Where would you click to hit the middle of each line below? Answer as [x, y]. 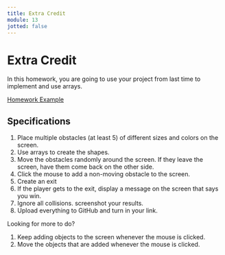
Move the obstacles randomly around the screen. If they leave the [110, 160]
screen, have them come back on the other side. [85, 167]
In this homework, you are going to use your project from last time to [104, 79]
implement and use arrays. [45, 86]
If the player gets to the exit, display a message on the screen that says [118, 189]
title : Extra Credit [37, 13]
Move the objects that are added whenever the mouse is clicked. [108, 245]
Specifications [39, 121]
